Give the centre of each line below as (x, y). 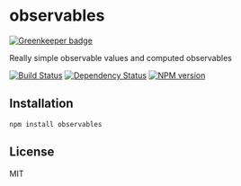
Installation (41, 104)
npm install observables (56, 124)
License (32, 152)
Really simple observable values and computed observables (120, 58)
